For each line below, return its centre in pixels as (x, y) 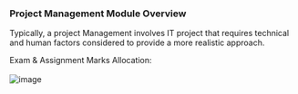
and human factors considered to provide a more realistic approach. (137, 42)
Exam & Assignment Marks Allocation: (81, 61)
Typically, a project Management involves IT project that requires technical (149, 33)
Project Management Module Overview (98, 14)
